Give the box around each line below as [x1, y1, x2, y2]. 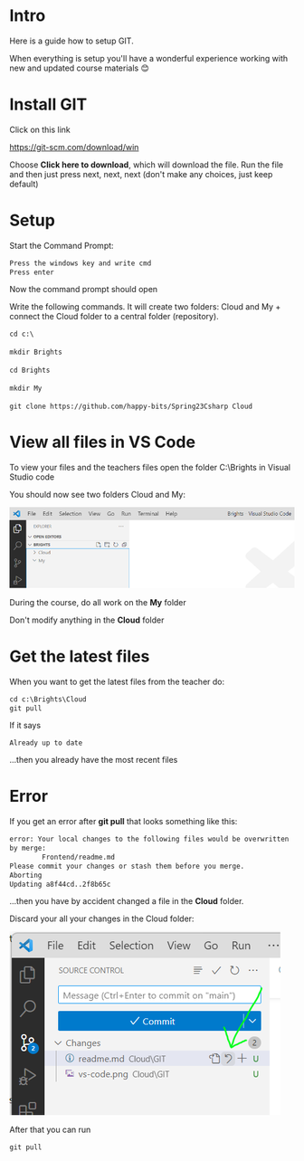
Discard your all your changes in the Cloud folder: [9, 913, 195, 924]
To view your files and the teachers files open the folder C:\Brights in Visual [9, 462, 291, 472]
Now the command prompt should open [9, 283, 158, 294]
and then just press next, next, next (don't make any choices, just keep [9, 168, 273, 179]
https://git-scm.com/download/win [9, 141, 139, 152]
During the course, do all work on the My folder [9, 597, 187, 608]
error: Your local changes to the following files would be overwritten [9, 834, 290, 844]
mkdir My [9, 384, 43, 393]
